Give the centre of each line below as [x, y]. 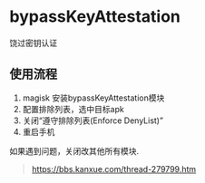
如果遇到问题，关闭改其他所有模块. [74, 150]
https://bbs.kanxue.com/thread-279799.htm [114, 169]
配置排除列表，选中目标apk [73, 109]
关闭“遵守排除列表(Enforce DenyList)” [93, 120]
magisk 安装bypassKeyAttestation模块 [93, 98]
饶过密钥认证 [33, 43]
